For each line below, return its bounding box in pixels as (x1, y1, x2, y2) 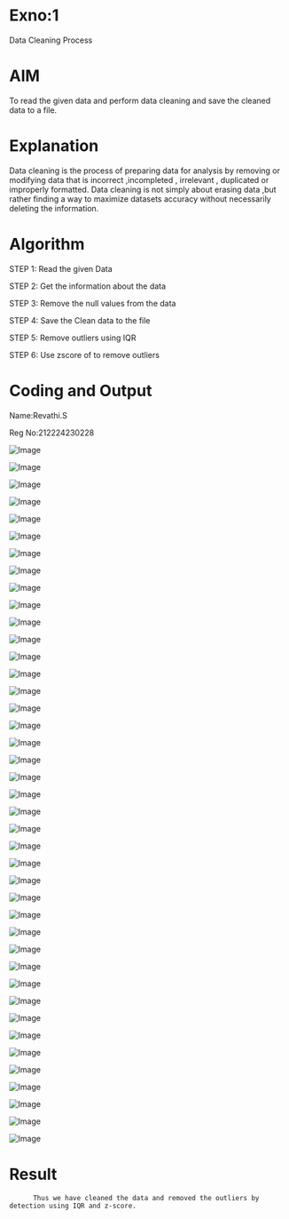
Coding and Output (9, 380, 152, 401)
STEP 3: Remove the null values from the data (9, 298, 176, 308)
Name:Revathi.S (9, 410, 68, 420)
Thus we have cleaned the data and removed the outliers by (32, 1193, 260, 1202)
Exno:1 (9, 5, 59, 26)
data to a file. (9, 104, 58, 116)
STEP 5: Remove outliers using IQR (9, 332, 137, 343)
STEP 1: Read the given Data (9, 263, 113, 274)
